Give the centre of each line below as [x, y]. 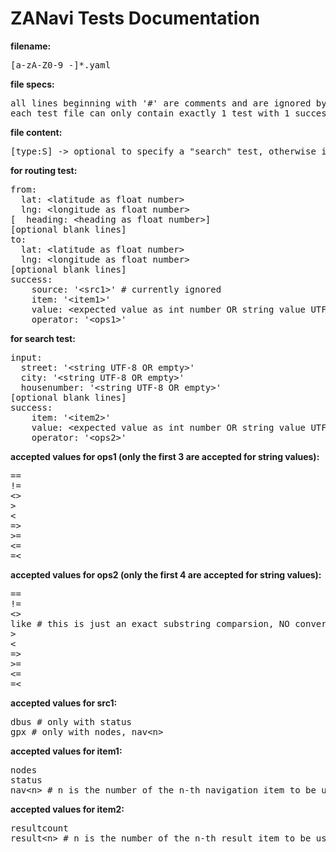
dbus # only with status [71, 721]
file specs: [32, 84]
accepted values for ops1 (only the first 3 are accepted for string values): [165, 456]
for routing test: [44, 170]
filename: [31, 46]
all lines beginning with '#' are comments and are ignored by [168, 103]
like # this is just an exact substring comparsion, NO [150, 623]
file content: [36, 132]
